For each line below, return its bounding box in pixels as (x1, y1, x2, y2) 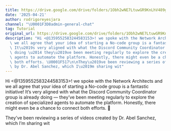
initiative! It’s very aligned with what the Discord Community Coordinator (5, 89, 157, 95)
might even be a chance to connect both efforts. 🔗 (5, 105, 111, 111)
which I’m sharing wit (5, 120, 50, 126)
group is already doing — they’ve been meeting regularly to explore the (5, 94, 155, 101)
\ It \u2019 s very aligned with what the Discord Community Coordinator (10, 45, 165, 50)
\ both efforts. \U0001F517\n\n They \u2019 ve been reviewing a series (10, 59, 160, 64)
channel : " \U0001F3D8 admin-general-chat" (5, 21, 95, 27)
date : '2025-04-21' (5, 12, 47, 17)
